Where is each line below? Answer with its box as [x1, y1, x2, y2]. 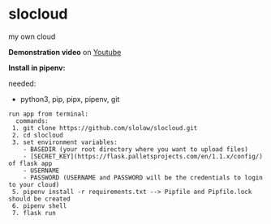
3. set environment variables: [11, 138, 118, 146]
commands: [15, 116, 49, 125]
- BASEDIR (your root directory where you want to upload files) [23, 145, 249, 154]
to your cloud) [8, 180, 60, 188]
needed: [8, 78, 37, 88]
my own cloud [8, 32, 56, 41]
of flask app [8, 159, 53, 167]
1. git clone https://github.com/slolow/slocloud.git [11, 124, 198, 132]
